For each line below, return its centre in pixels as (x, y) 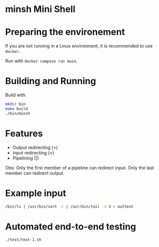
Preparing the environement (65, 32)
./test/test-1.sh (23, 240)
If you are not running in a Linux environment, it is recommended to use (79, 46)
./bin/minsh (18, 113)
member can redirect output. (35, 173)
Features (24, 133)
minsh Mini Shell (40, 9)
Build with (16, 95)
